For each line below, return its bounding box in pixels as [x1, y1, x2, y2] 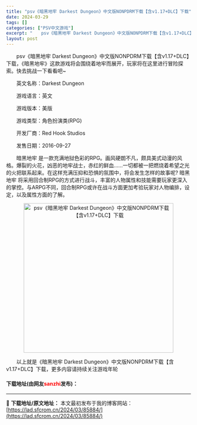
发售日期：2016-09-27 [16, 142, 72, 149]
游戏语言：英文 [16, 92, 53, 99]
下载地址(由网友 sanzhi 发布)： [6, 380, 78, 387]
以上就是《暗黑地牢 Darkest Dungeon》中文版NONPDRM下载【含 [16, 358, 174, 365]
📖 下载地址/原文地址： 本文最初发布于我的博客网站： [6, 400, 133, 407]
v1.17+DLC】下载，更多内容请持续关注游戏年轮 [6, 366, 118, 372]
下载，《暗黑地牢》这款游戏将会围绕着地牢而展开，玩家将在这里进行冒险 [6, 60, 178, 67]
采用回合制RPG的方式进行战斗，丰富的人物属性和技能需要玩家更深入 [22, 176, 188, 183]
